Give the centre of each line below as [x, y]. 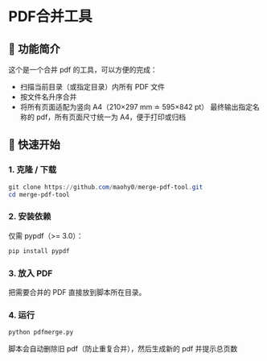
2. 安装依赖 [30, 217]
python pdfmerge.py [41, 332]
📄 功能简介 [34, 49]
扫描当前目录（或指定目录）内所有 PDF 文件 [92, 87]
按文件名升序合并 [48, 97]
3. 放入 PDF [31, 273]
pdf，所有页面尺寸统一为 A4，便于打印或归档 [111, 117]
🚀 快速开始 [34, 145]
